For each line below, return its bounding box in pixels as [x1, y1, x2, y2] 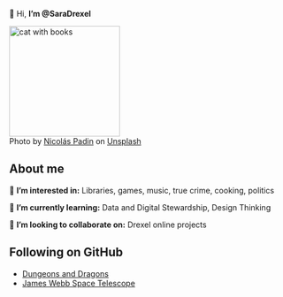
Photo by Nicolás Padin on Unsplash [9, 136, 141, 146]
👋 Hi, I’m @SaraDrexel [9, 9, 91, 19]
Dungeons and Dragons [21, 268, 109, 278]
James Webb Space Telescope [21, 278, 135, 288]
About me [9, 162, 65, 177]
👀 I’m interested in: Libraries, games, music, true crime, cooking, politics [9, 185, 275, 195]
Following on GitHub [9, 245, 124, 260]
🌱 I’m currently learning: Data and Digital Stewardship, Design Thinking [9, 202, 272, 212]
